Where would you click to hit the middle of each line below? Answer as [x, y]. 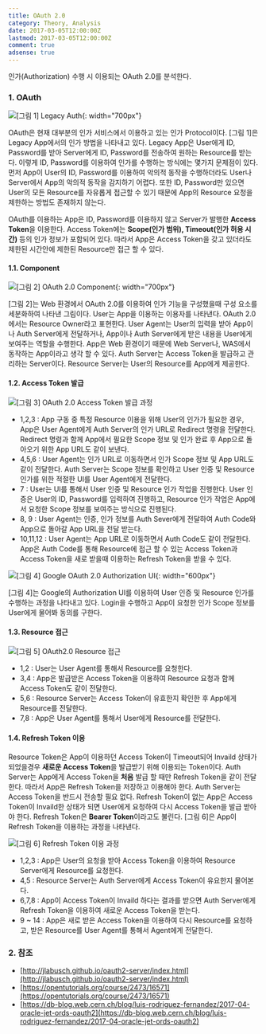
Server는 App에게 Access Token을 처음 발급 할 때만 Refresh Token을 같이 [125, 777]
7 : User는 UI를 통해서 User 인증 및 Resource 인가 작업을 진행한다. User [132, 489]
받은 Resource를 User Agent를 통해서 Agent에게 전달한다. [121, 930]
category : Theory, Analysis [55, 23]
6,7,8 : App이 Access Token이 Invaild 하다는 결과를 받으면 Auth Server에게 [138, 900]
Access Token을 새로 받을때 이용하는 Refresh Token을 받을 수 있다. [125, 558]
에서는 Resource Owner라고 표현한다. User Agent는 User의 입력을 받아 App [128, 323]
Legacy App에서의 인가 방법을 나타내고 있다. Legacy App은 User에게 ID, [122, 143]
